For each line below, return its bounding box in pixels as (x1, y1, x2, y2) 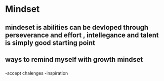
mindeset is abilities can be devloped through (5, 23, 149, 32)
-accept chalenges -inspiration (5, 70, 68, 76)
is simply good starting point (5, 39, 95, 47)
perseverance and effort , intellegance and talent (5, 31, 159, 39)
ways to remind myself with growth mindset (5, 55, 143, 64)
